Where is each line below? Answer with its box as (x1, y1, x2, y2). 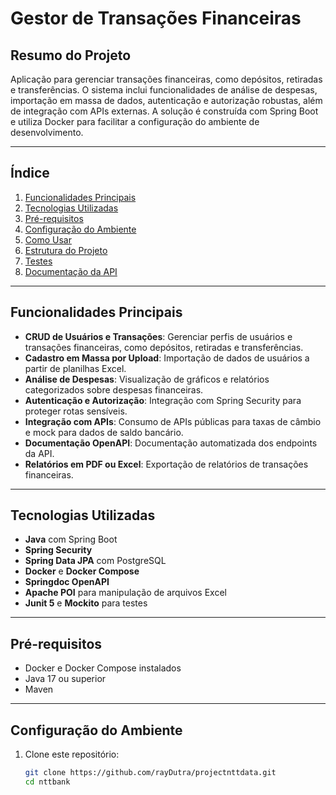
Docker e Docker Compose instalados (24, 662, 182, 674)
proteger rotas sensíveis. (24, 405, 128, 417)
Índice (10, 165, 50, 182)
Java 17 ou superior (24, 673, 107, 685)
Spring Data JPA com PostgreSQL (24, 555, 167, 567)
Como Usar (24, 233, 72, 246)
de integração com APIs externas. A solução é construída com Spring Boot (10, 105, 319, 117)
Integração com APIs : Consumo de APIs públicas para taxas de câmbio (24, 415, 322, 427)
